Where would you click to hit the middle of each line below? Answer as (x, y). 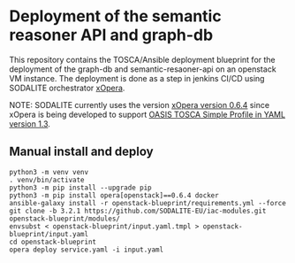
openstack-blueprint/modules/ (65, 219)
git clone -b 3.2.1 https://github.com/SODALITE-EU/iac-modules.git (138, 211)
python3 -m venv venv (49, 172)
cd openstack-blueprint (53, 242)
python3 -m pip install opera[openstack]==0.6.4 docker (114, 195)
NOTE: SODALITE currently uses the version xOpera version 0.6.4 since (140, 104)
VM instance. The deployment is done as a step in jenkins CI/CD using (137, 78)
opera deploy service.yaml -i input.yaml (87, 250)
